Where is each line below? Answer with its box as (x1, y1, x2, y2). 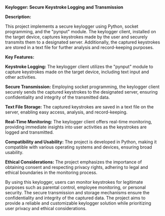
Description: (5, 14, 31, 19)
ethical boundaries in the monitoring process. (5, 169, 98, 175)
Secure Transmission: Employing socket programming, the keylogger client (5, 84, 160, 90)
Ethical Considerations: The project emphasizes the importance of (5, 159, 142, 165)
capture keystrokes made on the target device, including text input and (5, 69, 149, 75)
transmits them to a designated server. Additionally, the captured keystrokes (5, 39, 161, 45)
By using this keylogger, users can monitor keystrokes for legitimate (5, 179, 143, 185)
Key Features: (5, 54, 35, 60)
